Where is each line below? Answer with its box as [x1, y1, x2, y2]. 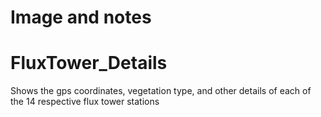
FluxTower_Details [10, 52, 168, 75]
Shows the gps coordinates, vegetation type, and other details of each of [10, 85, 312, 97]
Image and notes [10, 6, 152, 29]
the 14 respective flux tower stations [10, 96, 160, 108]
